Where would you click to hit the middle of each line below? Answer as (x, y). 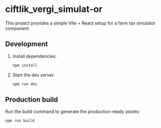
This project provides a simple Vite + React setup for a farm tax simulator (80, 23)
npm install (25, 65)
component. (17, 28)
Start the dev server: (33, 75)
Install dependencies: (34, 56)
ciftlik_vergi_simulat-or (54, 9)
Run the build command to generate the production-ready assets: (72, 111)
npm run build (20, 121)
